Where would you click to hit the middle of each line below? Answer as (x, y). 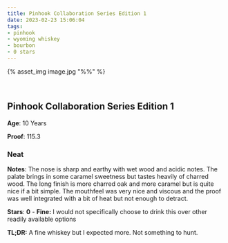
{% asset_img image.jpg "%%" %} (56, 71)
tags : (15, 26)
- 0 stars (21, 52)
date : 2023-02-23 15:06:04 (46, 20)
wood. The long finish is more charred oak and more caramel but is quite (111, 184)
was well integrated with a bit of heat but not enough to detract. (98, 198)
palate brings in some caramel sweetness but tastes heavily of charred (108, 176)
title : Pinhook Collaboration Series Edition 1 (77, 13)
